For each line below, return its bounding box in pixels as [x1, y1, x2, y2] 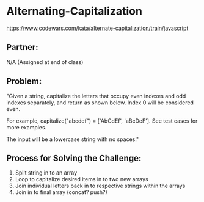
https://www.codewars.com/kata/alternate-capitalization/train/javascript [6, 24, 189, 32]
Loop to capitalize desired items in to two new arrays [15, 176, 148, 183]
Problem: [6, 76, 42, 87]
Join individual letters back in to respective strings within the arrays [15, 182, 186, 190]
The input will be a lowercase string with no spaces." [6, 135, 139, 143]
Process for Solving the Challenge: [6, 153, 142, 163]
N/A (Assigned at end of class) [6, 58, 84, 65]
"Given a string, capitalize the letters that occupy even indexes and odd [6, 92, 186, 99]
